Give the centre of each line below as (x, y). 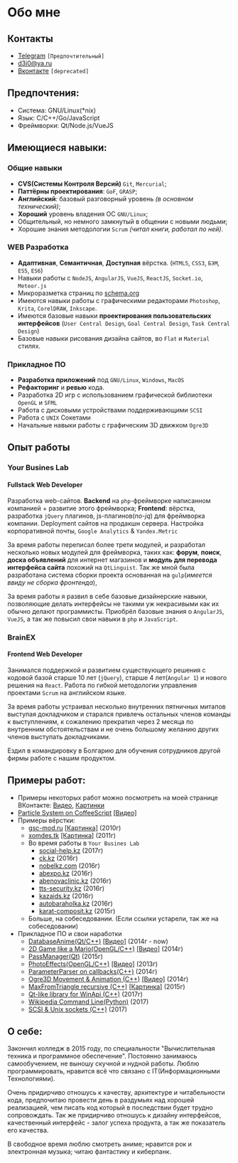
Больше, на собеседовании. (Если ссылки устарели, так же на (123, 918)
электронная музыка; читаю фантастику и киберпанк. (90, 1152)
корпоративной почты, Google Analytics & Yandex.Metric (93, 531)
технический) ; (39, 206)
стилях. (29, 346)
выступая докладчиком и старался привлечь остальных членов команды (119, 714)
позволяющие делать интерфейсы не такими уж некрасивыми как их (113, 604)
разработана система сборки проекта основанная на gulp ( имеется (110, 575)
